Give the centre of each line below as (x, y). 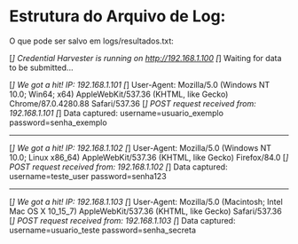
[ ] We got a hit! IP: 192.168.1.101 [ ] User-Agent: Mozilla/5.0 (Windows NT (140, 84)
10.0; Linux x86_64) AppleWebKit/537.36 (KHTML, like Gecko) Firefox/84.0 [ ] (149, 157)
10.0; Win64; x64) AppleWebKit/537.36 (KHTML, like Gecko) (119, 94)
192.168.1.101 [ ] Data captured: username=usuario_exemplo (117, 113)
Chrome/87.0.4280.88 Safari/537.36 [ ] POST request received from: (133, 103)
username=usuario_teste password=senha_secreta (103, 230)
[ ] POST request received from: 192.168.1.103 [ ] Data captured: (122, 220)
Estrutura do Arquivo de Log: (118, 16)
